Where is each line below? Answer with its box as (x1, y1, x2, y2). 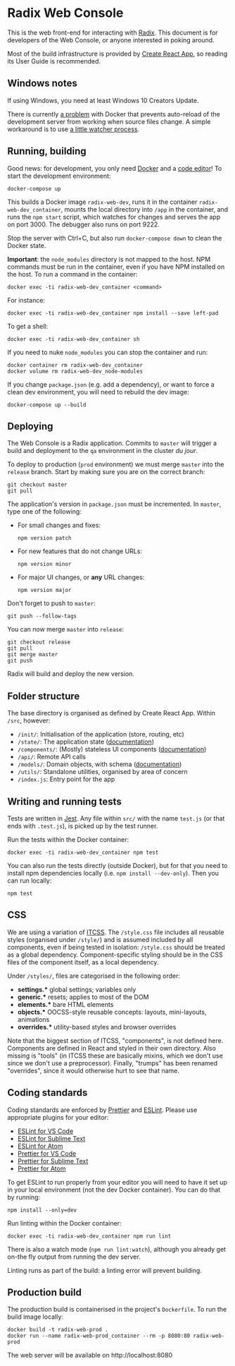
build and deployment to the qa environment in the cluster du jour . (7, 447, 198, 455)
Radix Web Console (7, 5, 124, 21)
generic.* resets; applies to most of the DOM (17, 993, 149, 1001)
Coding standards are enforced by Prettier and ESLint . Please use (7, 1106, 198, 1114)
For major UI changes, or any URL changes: (17, 573, 145, 581)
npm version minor (17, 561, 72, 568)
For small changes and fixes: (17, 521, 101, 530)
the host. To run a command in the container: (7, 270, 138, 278)
